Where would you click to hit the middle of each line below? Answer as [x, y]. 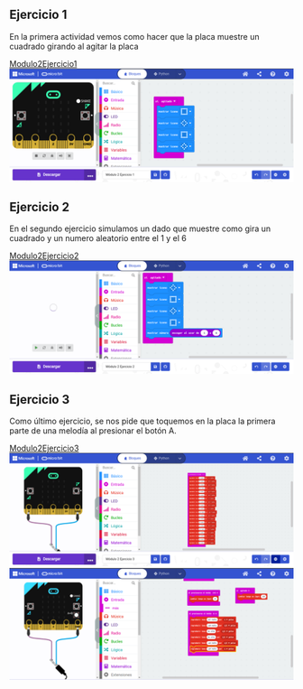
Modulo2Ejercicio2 [44, 256]
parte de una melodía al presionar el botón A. [93, 431]
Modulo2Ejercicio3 [44, 448]
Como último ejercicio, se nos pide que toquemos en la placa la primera [142, 421]
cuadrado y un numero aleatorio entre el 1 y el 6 [98, 238]
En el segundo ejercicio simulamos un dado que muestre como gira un [140, 228]
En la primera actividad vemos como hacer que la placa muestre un [134, 36]
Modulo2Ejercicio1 [43, 63]
